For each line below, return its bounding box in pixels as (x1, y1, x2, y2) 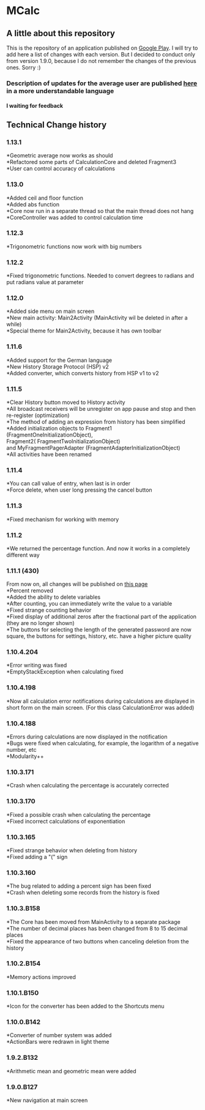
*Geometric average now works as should (6, 152, 113, 159)
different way (6, 551, 40, 558)
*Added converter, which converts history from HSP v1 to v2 (6, 369, 159, 377)
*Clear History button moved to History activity (6, 399, 125, 406)
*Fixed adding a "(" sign (6, 853, 68, 860)
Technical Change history (6, 119, 107, 130)
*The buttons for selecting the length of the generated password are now (6, 626, 192, 634)
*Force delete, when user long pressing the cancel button (6, 486, 152, 493)
